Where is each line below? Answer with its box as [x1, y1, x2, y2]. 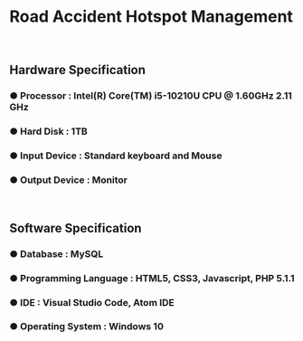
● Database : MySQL [9, 247, 104, 260]
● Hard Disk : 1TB [9, 125, 88, 137]
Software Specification [9, 220, 142, 236]
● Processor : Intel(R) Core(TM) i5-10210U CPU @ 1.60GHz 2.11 [9, 90, 292, 102]
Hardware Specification [9, 62, 147, 78]
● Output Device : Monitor [9, 174, 128, 186]
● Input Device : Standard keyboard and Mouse [9, 149, 223, 162]
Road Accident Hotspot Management [9, 6, 294, 27]
